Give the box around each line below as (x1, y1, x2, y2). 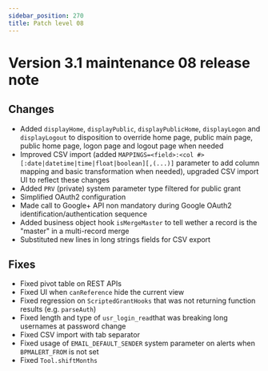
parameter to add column (175, 158, 260, 167)
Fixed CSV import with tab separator (19, 330, 140, 340)
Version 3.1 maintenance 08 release (8, 54, 250, 72)
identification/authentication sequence (19, 209, 148, 219)
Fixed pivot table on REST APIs (19, 279, 122, 288)
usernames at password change (19, 321, 126, 331)
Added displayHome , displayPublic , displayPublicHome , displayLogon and (19, 123, 261, 133)
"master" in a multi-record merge (19, 226, 130, 236)
